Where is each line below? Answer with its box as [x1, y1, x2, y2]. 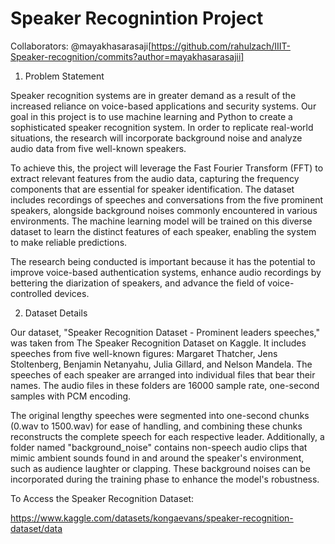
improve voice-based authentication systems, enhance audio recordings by [10, 266, 322, 278]
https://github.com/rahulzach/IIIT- [151, 40, 291, 52]
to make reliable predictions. [10, 236, 128, 248]
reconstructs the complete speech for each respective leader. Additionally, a [10, 430, 325, 442]
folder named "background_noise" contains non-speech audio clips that [10, 441, 308, 453]
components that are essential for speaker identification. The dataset [10, 183, 295, 195]
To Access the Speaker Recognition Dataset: [10, 492, 195, 504]
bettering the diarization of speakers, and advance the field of [10, 277, 266, 289]
